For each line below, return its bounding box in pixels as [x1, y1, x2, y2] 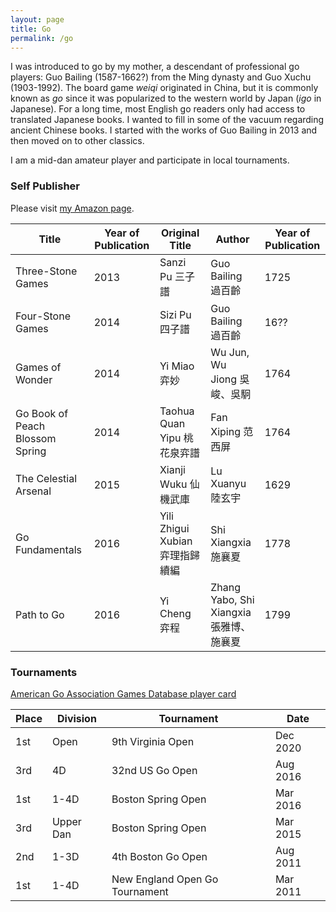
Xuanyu [210, 476, 247, 490]
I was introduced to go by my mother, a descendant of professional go [10, 61, 300, 73]
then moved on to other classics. [10, 135, 145, 147]
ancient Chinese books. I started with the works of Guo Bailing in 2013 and [10, 124, 318, 136]
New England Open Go [111, 872, 219, 886]
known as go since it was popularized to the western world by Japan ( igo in [10, 92, 322, 105]
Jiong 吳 [210, 372, 250, 386]
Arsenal [15, 484, 52, 498]
